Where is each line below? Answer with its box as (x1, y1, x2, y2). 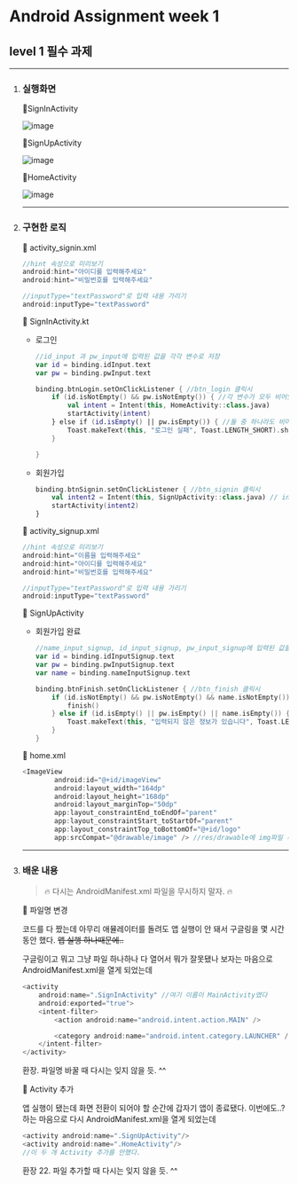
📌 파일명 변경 (21, 905, 68, 915)
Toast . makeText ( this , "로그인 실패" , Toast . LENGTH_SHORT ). (67, 426, 281, 435)
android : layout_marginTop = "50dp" (54, 800, 178, 809)
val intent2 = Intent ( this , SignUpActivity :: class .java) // (51, 493, 278, 502)
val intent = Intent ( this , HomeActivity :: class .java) (67, 401, 271, 410)
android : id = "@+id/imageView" (54, 775, 162, 784)
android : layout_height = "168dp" (54, 792, 170, 801)
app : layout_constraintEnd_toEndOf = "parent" (54, 809, 217, 818)
